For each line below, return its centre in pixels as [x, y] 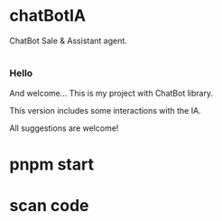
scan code [49, 205]
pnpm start [52, 164]
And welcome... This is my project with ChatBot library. [111, 93]
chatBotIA [48, 16]
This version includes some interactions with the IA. [105, 110]
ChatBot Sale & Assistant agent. [69, 41]
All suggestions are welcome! [64, 128]
